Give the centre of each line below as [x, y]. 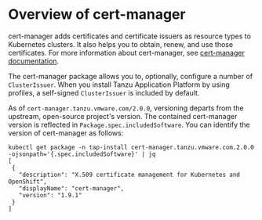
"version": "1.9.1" [50, 195]
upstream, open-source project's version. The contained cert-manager [123, 116]
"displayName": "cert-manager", [71, 188]
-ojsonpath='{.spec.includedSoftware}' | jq [82, 154]
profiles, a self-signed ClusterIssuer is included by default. [104, 92]
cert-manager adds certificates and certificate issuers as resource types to [129, 36]
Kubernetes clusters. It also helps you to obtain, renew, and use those [121, 44]
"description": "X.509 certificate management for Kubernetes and [129, 175]
